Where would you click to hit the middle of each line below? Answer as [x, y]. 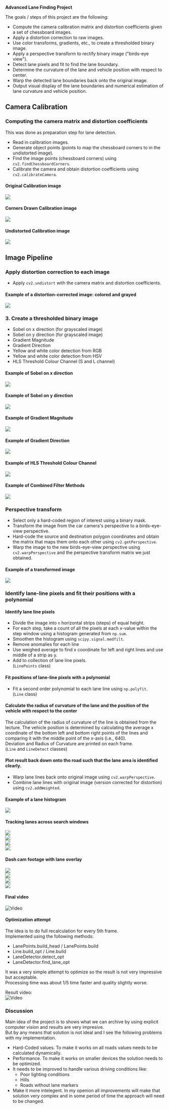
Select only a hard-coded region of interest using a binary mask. [79, 520]
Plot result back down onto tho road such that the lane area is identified [81, 760]
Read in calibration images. [41, 142]
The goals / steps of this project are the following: [57, 17]
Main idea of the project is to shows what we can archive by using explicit [82, 1022]
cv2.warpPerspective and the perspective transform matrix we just [81, 552]
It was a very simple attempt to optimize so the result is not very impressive [84, 972]
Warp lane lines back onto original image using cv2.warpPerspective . [84, 777]
